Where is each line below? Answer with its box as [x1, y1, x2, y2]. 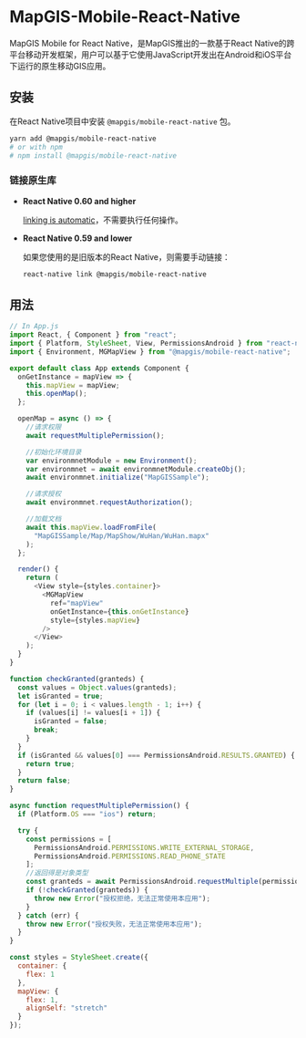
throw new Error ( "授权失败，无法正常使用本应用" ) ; [25, 919, 203, 929]
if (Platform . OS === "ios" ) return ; [17, 810, 157, 819]
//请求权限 [25, 422, 62, 432]
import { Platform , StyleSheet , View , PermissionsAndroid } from [9, 339, 262, 348]
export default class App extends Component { [9, 363, 189, 373]
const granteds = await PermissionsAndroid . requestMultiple [25, 877, 259, 887]
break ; [33, 725, 59, 735]
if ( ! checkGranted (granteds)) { [25, 886, 148, 895]
